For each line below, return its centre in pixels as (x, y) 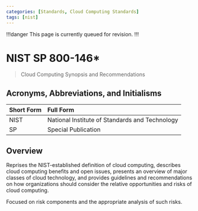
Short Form (25, 110)
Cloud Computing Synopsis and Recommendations (83, 74)
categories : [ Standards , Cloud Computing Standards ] (73, 12)
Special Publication (74, 130)
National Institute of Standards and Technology (113, 120)
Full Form (60, 110)
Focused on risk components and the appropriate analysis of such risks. (94, 202)
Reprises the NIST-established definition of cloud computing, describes (93, 165)
